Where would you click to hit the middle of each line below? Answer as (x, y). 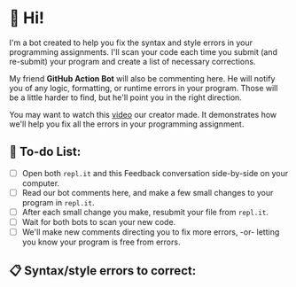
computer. (41, 183)
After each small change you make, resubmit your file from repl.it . (145, 212)
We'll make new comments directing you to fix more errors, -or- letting (151, 232)
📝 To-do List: (45, 152)
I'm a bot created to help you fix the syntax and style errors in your (131, 43)
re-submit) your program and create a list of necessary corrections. (132, 61)
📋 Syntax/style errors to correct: (103, 271)
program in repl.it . (58, 202)
